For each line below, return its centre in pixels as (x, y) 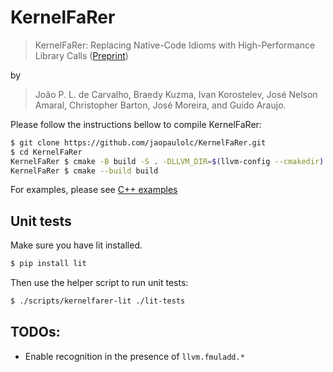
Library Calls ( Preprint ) (81, 55)
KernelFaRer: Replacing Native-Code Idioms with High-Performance (175, 45)
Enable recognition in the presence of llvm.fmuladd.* (134, 356)
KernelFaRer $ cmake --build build (84, 171)
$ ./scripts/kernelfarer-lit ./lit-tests (98, 301)
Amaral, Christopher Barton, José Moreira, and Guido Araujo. (160, 105)
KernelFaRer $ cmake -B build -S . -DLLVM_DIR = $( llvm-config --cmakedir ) (167, 161)
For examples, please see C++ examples (94, 190)
